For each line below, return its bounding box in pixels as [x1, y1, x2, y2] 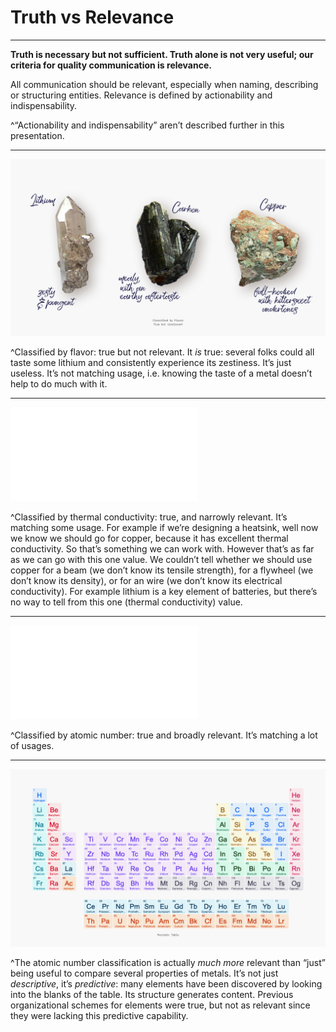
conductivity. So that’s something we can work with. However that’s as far [10, 543, 315, 555]
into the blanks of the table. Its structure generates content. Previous [10, 988, 294, 1000]
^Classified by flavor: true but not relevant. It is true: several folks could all [10, 346, 315, 358]
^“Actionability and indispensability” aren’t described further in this [10, 119, 285, 131]
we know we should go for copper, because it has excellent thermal [10, 532, 289, 545]
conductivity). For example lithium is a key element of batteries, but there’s [10, 586, 318, 598]
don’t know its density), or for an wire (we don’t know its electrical [10, 575, 283, 587]
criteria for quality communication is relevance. [10, 59, 212, 71]
